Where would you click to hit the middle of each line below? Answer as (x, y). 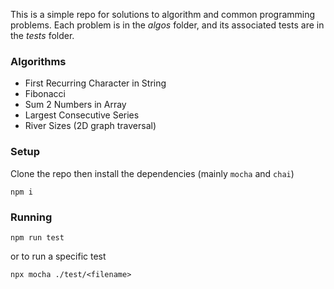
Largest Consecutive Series (82, 115)
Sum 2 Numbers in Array (75, 105)
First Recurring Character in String (95, 83)
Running (31, 217)
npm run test (37, 237)
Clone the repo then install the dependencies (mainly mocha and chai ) (152, 173)
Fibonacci (45, 94)
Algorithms (38, 61)
